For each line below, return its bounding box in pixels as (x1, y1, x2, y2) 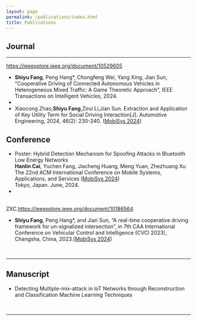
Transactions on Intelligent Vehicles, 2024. (14, 92, 118, 100)
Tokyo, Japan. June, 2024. (14, 182, 80, 188)
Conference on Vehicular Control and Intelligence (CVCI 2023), (14, 229, 167, 236)
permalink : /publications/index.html (6, 14, 98, 20)
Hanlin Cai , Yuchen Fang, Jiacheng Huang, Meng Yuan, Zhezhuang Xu (14, 163, 186, 169)
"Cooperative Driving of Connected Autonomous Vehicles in (14, 80, 160, 87)
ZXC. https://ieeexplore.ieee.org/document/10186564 (6, 205, 134, 212)
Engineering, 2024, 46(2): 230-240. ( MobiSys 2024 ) (14, 118, 142, 125)
